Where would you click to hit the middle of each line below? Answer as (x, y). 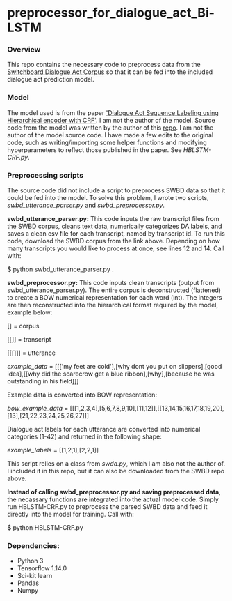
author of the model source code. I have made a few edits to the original (110, 135)
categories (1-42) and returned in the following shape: (84, 436)
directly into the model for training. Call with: (71, 515)
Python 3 (30, 561)
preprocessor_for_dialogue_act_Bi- (111, 13)
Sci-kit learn (35, 576)
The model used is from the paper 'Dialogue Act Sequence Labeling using (113, 112)
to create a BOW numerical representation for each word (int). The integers (115, 298)
